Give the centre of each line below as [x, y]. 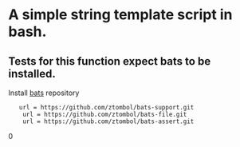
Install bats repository [44, 93]
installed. [32, 73]
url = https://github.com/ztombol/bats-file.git [105, 114]
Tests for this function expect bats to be [110, 61]
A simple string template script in [120, 15]
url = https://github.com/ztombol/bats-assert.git [108, 121]
